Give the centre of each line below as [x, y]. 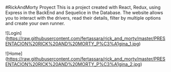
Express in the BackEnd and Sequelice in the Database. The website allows [84, 13]
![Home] [14, 53]
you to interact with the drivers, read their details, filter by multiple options [83, 18]
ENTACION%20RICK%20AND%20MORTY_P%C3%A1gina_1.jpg [72, 44]
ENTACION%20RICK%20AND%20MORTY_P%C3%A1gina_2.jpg [73, 64]
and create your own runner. [35, 23]
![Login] [14, 33]
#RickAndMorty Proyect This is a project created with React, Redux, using [83, 7]
